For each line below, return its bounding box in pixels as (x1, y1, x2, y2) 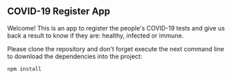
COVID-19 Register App (7, 6, 111, 17)
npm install (7, 65, 42, 72)
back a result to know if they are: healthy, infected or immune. (7, 31, 184, 39)
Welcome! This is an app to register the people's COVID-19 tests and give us (7, 24, 225, 32)
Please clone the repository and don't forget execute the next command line (7, 44, 224, 53)
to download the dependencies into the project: (7, 52, 143, 60)
